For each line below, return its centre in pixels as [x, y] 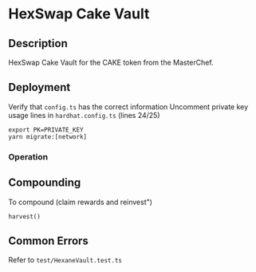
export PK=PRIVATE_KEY [46, 130]
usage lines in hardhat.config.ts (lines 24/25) [85, 115]
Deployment [39, 87]
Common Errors [49, 240]
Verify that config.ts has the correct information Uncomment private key [128, 106]
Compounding [45, 183]
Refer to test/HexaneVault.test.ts [65, 260]
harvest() [25, 216]
